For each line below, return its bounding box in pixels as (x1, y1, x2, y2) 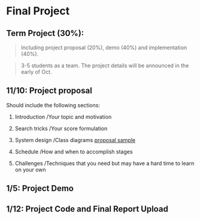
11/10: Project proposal (6, 86, 93, 96)
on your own (14, 166, 46, 173)
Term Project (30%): (6, 28, 84, 38)
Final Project (6, 4, 70, 18)
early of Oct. (20, 68, 52, 76)
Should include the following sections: (6, 101, 101, 109)
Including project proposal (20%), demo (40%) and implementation (20, 44, 187, 51)
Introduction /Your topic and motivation (14, 113, 112, 120)
